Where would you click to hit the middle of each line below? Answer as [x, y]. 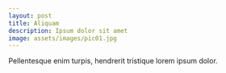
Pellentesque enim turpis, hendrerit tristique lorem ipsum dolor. [113, 61]
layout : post [30, 16]
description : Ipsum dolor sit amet [68, 30]
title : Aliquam [34, 23]
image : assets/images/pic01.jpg [63, 38]
